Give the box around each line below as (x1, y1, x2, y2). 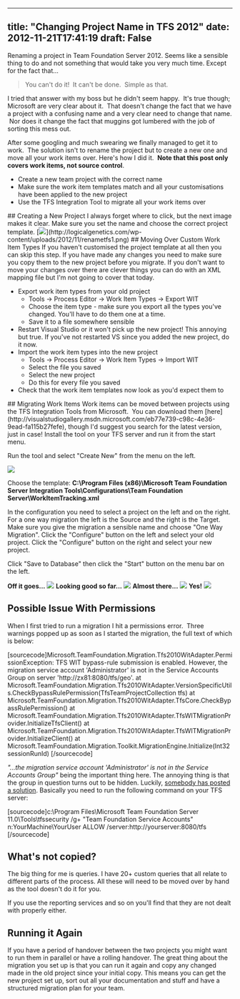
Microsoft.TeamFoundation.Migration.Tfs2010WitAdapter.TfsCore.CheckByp (7, 696, 231, 705)
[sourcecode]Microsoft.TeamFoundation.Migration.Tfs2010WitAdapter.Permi (7, 650, 233, 659)
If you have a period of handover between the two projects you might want (7, 946, 227, 955)
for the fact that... (7, 66, 59, 75)
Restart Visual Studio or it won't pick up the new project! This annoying (17, 324, 227, 333)
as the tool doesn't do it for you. (7, 885, 101, 893)
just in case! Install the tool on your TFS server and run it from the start (7, 429, 216, 438)
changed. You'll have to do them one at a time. (28, 309, 166, 318)
